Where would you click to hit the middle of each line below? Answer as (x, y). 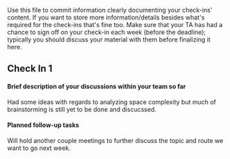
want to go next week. (39, 148)
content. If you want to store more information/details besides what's (106, 17)
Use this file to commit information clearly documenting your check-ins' (110, 10)
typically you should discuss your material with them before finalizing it (109, 40)
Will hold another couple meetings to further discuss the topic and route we (115, 140)
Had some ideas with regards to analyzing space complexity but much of (112, 102)
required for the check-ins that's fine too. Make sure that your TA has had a (115, 25)
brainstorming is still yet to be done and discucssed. (82, 109)
